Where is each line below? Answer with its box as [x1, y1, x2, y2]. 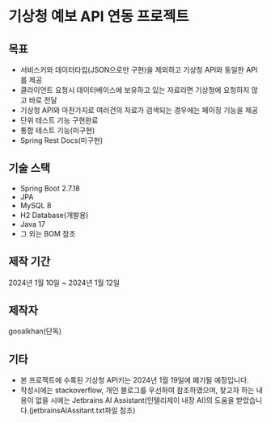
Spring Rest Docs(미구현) [19, 136, 104, 145]
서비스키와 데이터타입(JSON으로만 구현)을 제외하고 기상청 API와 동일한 [19, 65, 244, 74]
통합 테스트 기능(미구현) [19, 126, 95, 135]
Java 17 [19, 219, 46, 228]
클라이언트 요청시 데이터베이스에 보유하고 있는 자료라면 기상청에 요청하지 [19, 86, 250, 94]
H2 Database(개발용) [19, 210, 89, 220]
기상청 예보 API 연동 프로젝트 [8, 7, 189, 26]
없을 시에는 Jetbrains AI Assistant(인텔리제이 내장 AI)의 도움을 [35, 396, 235, 405]
